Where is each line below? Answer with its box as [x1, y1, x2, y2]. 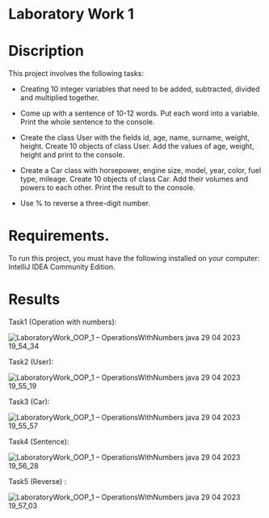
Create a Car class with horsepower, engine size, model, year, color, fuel [19, 166, 262, 175]
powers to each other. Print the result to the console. [19, 183, 195, 192]
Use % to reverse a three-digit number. [19, 199, 151, 208]
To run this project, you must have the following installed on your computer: [8, 254, 260, 263]
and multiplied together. [19, 93, 99, 103]
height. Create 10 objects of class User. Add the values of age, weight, [19, 141, 254, 151]
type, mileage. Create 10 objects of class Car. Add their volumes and [19, 175, 249, 184]
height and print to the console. [19, 150, 125, 160]
